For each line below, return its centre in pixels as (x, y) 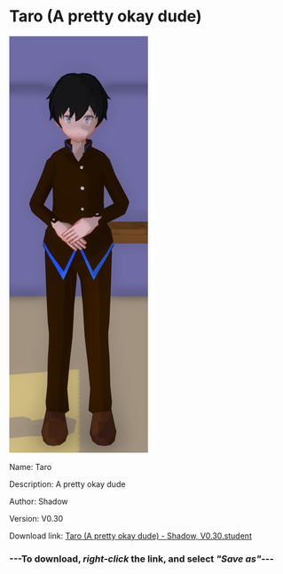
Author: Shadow (39, 501)
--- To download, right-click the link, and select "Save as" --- (142, 559)
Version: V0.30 (36, 518)
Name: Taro (31, 466)
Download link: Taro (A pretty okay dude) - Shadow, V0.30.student (131, 536)
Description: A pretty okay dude (67, 484)
